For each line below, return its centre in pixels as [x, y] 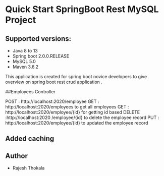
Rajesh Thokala [29, 168]
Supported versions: [38, 39]
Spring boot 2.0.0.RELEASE [41, 56]
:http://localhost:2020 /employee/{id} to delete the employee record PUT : [82, 118]
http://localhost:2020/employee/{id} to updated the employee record [77, 123]
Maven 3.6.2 [25, 67]
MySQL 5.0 [24, 61]
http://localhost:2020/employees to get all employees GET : [67, 107]
